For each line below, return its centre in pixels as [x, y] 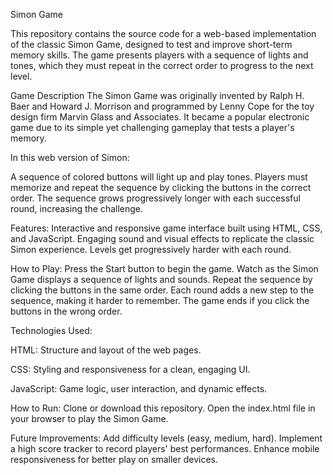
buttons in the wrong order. [66, 311]
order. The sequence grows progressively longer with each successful [155, 198]
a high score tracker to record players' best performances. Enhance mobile [165, 448]
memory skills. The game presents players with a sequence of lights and [159, 55]
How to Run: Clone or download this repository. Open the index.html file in [163, 408]
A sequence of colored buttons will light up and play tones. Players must [159, 177]
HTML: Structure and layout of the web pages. [106, 350]
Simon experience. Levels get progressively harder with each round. [151, 249]
